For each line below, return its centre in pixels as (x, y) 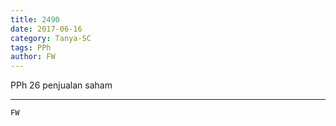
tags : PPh (31, 47)
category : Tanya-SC (51, 38)
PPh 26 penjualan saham (61, 85)
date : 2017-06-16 (46, 29)
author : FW (33, 57)
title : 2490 (35, 19)
